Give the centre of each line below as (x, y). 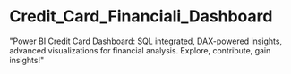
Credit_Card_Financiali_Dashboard (141, 16)
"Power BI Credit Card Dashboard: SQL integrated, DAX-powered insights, (146, 41)
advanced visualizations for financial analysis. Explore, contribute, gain (140, 50)
